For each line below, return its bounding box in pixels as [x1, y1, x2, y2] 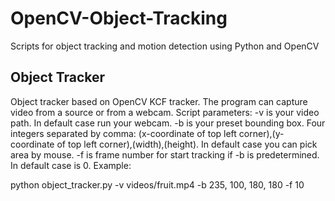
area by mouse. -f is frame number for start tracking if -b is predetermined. [10, 148, 320, 161]
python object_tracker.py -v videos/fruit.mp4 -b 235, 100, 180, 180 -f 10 [10, 178, 305, 191]
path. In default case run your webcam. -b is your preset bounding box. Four [10, 117, 326, 129]
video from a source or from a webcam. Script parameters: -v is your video [10, 106, 320, 118]
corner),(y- [238, 127, 285, 139]
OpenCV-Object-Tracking [10, 7, 228, 30]
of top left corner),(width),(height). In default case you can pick [56, 138, 318, 150]
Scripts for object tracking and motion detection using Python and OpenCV [10, 40, 320, 52]
